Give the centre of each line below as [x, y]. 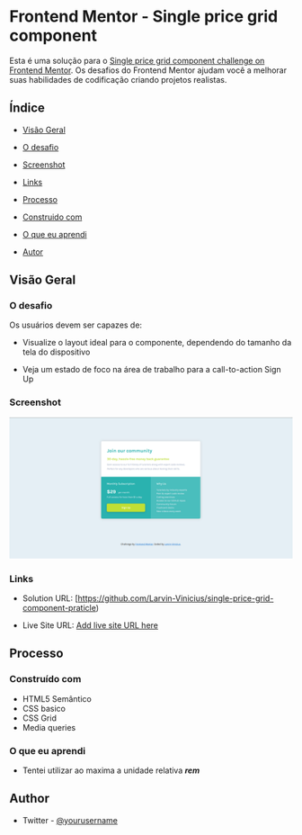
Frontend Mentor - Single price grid [144, 17]
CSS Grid [39, 718]
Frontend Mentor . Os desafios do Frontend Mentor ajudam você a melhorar [148, 70]
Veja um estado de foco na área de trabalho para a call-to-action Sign [151, 370]
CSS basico [44, 708]
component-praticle [59, 608]
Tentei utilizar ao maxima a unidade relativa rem [111, 770]
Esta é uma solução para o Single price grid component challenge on [137, 60]
